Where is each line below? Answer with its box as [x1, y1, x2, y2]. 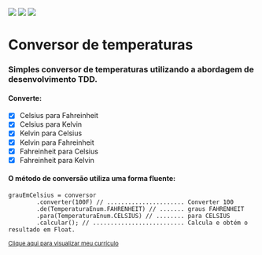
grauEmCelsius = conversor [8, 191, 97, 199]
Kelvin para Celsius [19, 128, 83, 138]
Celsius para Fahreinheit [19, 111, 98, 120]
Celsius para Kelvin [19, 120, 83, 129]
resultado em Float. [8, 225, 76, 234]
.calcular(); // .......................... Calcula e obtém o [36, 219, 248, 227]
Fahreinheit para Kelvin [19, 155, 94, 164]
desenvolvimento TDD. [8, 74, 98, 85]
